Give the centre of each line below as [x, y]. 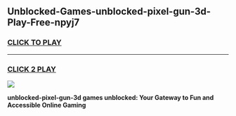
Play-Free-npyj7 [44, 23]
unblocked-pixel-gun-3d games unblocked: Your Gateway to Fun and [111, 97]
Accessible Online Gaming [47, 105]
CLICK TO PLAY [34, 43]
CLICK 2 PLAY [32, 69]
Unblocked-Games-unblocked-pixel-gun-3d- [109, 12]
